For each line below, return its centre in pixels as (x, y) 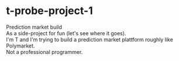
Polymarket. (20, 46)
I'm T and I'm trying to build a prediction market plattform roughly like (90, 39)
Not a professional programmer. (44, 52)
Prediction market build (34, 27)
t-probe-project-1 (50, 11)
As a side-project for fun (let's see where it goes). (66, 33)
